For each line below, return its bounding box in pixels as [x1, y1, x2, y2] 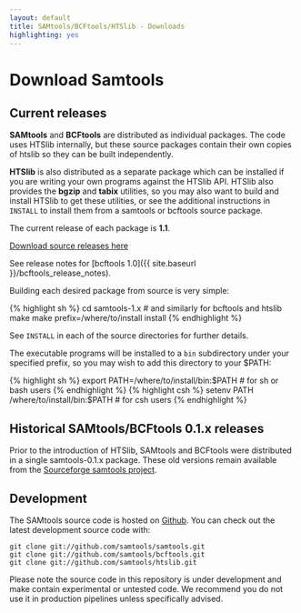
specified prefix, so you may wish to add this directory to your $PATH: [9, 357, 272, 368]
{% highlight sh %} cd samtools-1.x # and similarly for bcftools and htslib [9, 303, 282, 314]
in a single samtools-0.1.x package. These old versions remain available [9, 455, 277, 466]
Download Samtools [9, 69, 165, 90]
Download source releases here [9, 240, 129, 251]
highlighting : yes [9, 30, 79, 39]
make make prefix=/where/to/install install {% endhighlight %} [9, 313, 243, 324]
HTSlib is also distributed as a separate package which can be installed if [9, 166, 285, 177]
